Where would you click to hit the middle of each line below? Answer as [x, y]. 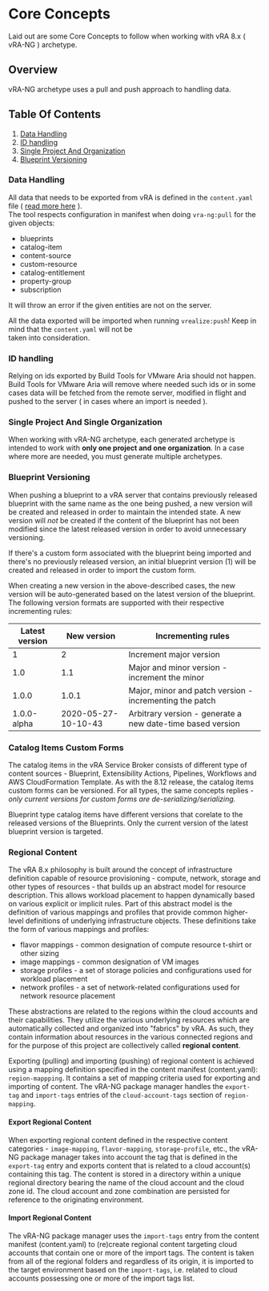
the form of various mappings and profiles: [79, 930]
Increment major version [174, 654]
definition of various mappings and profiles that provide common [115, 912]
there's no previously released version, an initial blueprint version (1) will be [132, 561]
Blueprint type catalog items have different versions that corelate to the [126, 815]
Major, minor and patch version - [191, 690]
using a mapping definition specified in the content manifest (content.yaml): [133, 1070]
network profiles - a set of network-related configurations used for [130, 987]
